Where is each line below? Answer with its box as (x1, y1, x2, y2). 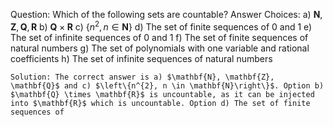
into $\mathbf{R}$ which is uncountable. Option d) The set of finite (10, 98, 311, 108)
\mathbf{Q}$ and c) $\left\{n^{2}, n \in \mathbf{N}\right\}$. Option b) (10, 80, 325, 91)
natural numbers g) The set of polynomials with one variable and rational (10, 42, 310, 54)
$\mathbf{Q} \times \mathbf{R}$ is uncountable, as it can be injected (10, 89, 315, 99)
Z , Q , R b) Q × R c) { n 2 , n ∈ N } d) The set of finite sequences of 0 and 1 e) (10, 19, 313, 33)
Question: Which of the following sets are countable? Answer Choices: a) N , (10, 9, 323, 20)
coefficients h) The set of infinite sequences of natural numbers (10, 52, 273, 64)
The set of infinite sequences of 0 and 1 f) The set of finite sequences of (10, 31, 309, 43)
